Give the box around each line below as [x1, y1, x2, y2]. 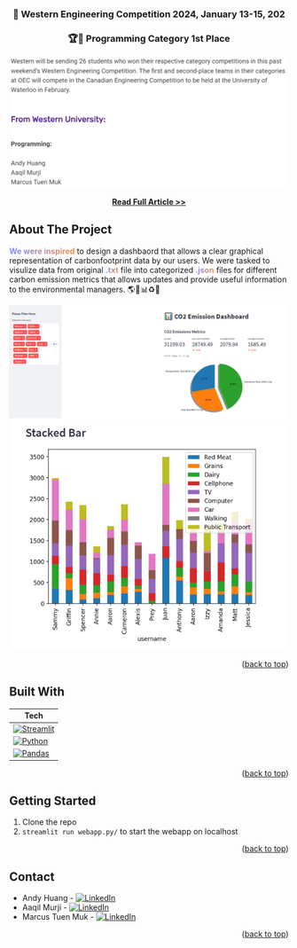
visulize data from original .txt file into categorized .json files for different [9, 264, 277, 275]
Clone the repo [21, 817, 77, 827]
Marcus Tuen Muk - [21, 912, 95, 922]
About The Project [9, 222, 113, 238]
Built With [9, 685, 65, 700]
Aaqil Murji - [21, 902, 68, 913]
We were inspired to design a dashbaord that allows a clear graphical [9, 246, 264, 256]
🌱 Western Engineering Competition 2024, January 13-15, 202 [12, 8, 285, 20]
